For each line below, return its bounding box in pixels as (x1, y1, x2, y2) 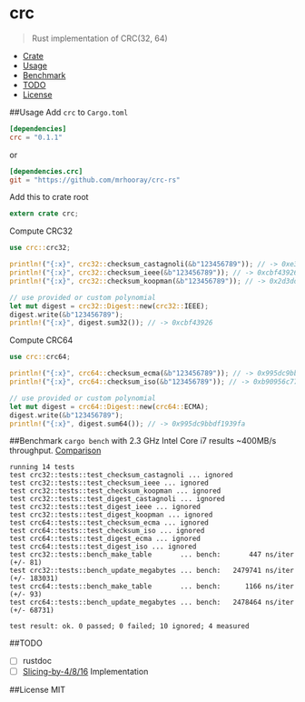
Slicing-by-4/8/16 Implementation (22, 666, 149, 677)
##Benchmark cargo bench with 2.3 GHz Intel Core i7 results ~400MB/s (9, 436, 277, 446)
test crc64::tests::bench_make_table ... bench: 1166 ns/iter (9, 582, 295, 591)
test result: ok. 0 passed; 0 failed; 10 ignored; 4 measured (9, 622, 250, 631)
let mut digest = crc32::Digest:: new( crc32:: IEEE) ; (9, 301, 209, 311)
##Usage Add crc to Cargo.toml (9, 106, 129, 117)
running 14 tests (9, 463, 75, 472)
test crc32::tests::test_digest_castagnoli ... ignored (9, 495, 225, 504)
